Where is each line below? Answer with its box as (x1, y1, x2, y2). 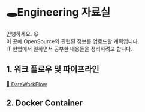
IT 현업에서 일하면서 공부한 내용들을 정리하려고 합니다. (6, 45, 133, 52)
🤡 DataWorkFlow (6, 80, 47, 87)
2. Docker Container (6, 98, 83, 108)
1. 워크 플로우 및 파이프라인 (6, 64, 99, 75)
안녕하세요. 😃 (6, 30, 39, 37)
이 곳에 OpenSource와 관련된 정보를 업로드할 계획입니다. (6, 37, 140, 45)
